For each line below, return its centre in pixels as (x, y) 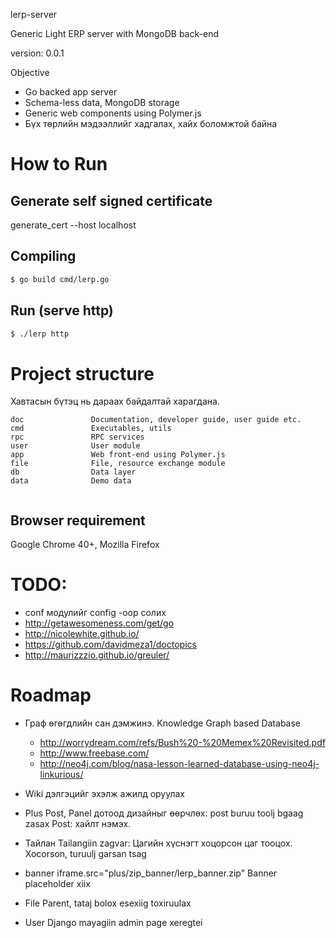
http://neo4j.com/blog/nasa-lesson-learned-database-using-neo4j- (179, 763)
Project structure (82, 373)
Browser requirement (78, 520)
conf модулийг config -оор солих (95, 613)
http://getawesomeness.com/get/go (99, 623)
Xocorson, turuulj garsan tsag (85, 853)
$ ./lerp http (40, 334)
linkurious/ (61, 774)
